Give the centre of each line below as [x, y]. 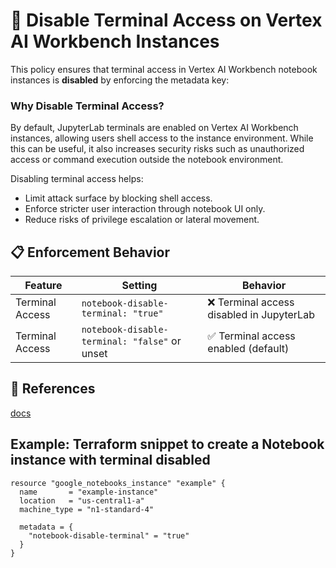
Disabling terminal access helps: [77, 179]
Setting [139, 286]
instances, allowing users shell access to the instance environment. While [162, 138]
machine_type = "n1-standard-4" [87, 509]
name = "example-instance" [89, 492]
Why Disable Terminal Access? [87, 106]
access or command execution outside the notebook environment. [147, 160]
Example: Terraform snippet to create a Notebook [167, 444]
